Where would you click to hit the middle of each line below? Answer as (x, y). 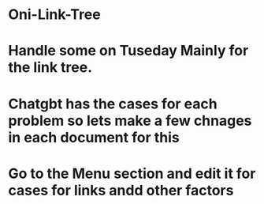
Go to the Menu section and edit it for (132, 174)
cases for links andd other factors (121, 190)
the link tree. (50, 68)
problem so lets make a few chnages (130, 121)
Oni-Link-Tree (54, 15)
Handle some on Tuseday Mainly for (128, 51)
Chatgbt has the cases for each (113, 104)
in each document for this (94, 137)
